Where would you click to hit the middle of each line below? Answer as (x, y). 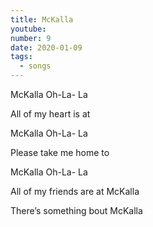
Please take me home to (60, 152)
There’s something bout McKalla (76, 210)
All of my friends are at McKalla (75, 191)
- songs (35, 66)
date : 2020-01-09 (46, 47)
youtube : (28, 29)
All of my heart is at (50, 114)
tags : (21, 57)
